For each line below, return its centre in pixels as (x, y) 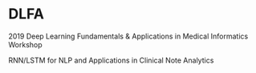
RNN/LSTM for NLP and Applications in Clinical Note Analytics (111, 60)
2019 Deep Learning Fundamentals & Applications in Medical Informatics (128, 36)
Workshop (25, 44)
